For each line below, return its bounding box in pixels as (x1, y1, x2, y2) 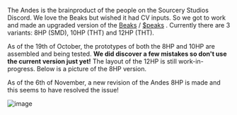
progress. (7, 65, 35, 73)
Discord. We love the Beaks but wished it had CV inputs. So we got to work (7, 13, 226, 22)
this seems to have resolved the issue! (7, 86, 119, 94)
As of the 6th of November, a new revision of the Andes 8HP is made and (7, 78, 221, 87)
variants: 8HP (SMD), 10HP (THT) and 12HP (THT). (7, 28, 154, 37)
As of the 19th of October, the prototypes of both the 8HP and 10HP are (7, 42, 216, 50)
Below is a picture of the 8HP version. (36, 65, 147, 73)
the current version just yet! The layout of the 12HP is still (7, 57, 177, 66)
